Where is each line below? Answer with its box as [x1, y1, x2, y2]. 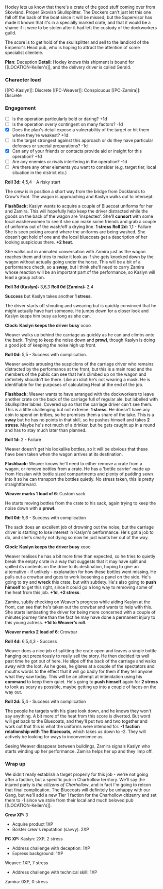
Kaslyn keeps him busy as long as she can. [5, 313, 91, 319]
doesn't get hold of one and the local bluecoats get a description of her [5, 234, 148, 240]
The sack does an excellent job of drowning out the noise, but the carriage [5, 524, 154, 530]
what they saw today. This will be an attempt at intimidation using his [5, 674, 142, 680]
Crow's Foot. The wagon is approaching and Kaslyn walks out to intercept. [5, 194, 154, 200]
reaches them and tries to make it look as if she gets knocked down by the [5, 254, 154, 260]
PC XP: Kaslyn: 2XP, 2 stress [5, 836, 63, 842]
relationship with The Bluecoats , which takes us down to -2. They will [5, 729, 146, 734]
